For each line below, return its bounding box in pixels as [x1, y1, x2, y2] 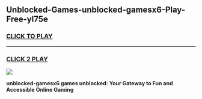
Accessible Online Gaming [6, 86, 74, 93]
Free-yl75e [6, 14, 48, 25]
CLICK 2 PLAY [6, 55, 48, 63]
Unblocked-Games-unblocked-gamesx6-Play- [6, 5, 185, 15]
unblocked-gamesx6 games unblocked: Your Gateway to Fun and [6, 79, 173, 86]
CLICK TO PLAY [6, 32, 53, 41]
